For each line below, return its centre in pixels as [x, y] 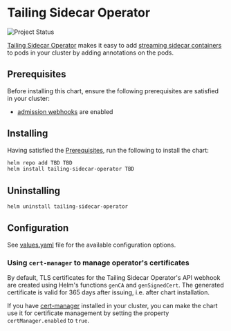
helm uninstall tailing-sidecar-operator [68, 207]
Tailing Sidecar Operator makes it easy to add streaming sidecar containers [114, 45]
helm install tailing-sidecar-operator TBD [71, 169]
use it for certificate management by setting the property [88, 313]
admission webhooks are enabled [65, 111]
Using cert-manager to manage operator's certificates [98, 263]
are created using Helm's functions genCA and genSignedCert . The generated [115, 285]
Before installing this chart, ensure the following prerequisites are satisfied [113, 91]
